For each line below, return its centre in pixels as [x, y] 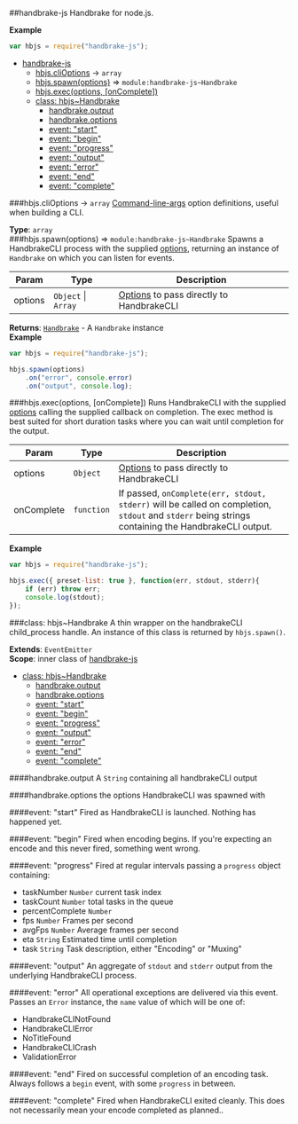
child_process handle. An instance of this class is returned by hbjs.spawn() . [147, 632]
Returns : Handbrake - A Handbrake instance [86, 327]
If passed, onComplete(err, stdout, [192, 493]
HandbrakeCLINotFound [66, 1018]
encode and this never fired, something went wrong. [105, 848]
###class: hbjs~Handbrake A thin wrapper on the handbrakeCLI [126, 622]
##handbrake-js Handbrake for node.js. [82, 13]
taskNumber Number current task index [92, 892]
